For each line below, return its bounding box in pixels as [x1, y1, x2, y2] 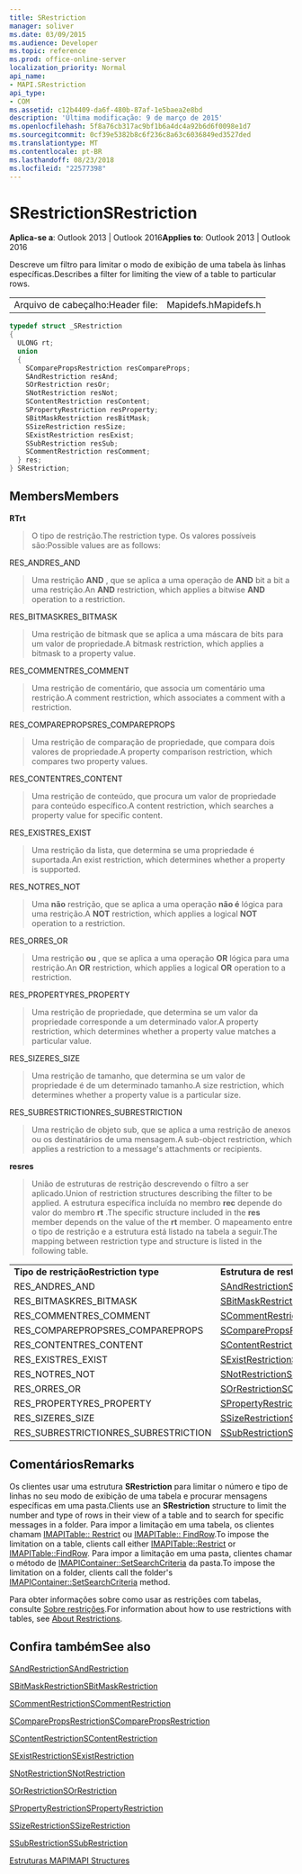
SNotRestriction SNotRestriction [9, 1768, 126, 1779]
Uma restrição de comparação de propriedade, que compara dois [31, 736, 276, 747]
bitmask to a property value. [31, 647, 137, 658]
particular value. [31, 1035, 93, 1046]
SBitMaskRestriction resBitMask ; [25, 413, 151, 423]
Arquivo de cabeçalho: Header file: [13, 299, 158, 311]
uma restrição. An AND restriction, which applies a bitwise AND [31, 584, 265, 595]
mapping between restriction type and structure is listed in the [31, 1235, 262, 1247]
